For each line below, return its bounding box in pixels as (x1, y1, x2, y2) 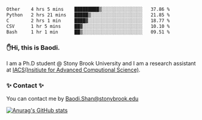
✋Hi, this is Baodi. (6, 44, 60, 52)
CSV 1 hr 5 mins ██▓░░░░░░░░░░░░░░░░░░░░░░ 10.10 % (6, 23, 170, 29)
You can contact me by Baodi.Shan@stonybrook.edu (6, 95, 139, 102)
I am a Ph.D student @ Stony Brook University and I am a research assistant (6, 59, 196, 67)
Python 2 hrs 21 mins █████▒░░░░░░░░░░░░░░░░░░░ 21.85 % (6, 12, 170, 18)
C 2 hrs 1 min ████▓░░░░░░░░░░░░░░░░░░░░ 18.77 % (6, 18, 170, 24)
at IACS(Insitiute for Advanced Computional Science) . (6, 66, 141, 73)
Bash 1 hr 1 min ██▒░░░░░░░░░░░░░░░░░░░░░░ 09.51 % (6, 28, 170, 35)
